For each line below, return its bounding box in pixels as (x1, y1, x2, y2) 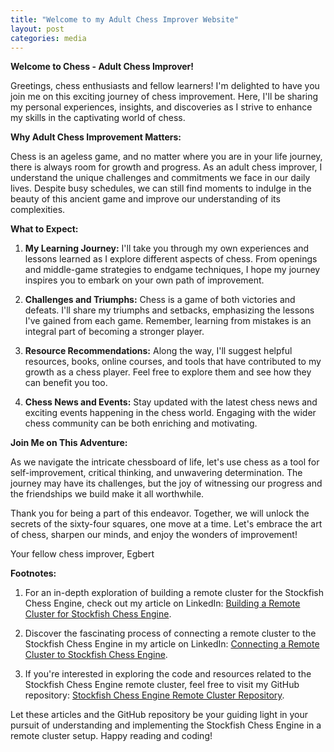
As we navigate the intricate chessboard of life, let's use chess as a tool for (10, 456, 320, 468)
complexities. (10, 204, 66, 216)
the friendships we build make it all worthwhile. (10, 488, 205, 500)
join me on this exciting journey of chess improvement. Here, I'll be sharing (10, 91, 319, 103)
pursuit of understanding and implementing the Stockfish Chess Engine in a (10, 719, 322, 731)
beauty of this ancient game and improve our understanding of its (10, 193, 281, 205)
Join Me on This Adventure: (10, 437, 128, 449)
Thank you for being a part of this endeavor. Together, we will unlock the (10, 507, 310, 520)
